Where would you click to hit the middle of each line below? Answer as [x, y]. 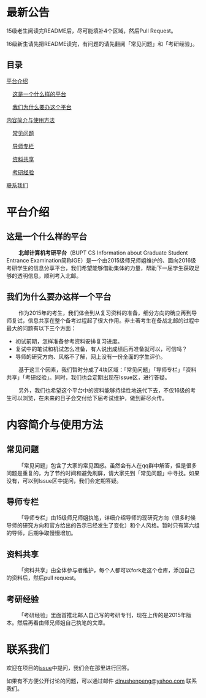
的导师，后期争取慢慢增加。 [41, 533]
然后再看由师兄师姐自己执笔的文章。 [63, 623]
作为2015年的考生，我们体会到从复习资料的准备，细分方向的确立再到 [105, 313]
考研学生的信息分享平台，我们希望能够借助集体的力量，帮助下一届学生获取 [100, 268]
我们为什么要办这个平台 [42, 107]
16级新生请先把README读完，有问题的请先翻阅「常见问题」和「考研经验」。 [102, 44]
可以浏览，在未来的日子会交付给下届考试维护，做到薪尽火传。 [89, 398]
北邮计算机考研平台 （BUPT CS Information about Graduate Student [103, 253]
